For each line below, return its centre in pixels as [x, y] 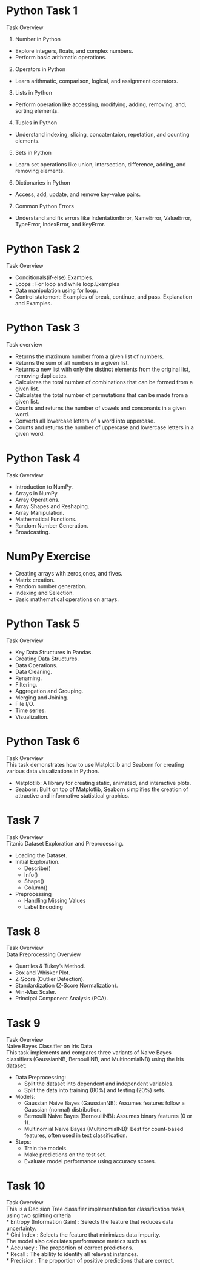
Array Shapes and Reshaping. [52, 506]
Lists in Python [34, 92]
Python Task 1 [42, 11]
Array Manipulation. [40, 512]
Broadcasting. [32, 532]
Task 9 [23, 1023]
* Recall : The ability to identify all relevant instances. [72, 1254]
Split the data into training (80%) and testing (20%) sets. [95, 1090]
